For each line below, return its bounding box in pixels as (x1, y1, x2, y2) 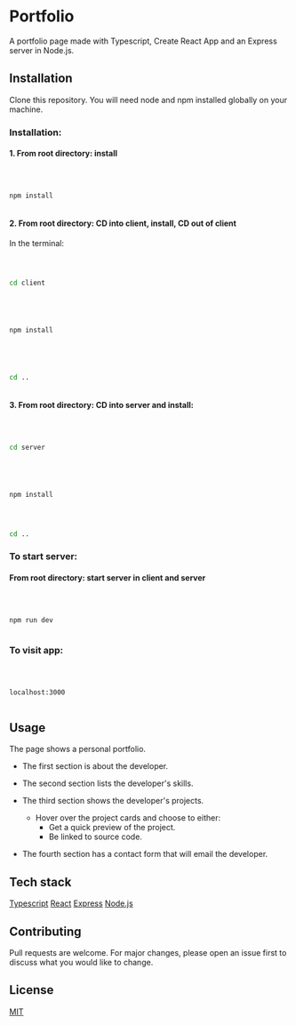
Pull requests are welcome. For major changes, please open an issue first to (9, 948, 287, 958)
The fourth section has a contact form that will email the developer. (21, 849, 268, 860)
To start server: (9, 550, 78, 563)
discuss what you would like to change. (9, 957, 154, 968)
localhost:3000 (9, 687, 66, 697)
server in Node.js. (9, 44, 75, 55)
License (9, 982, 54, 997)
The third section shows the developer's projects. (21, 796, 204, 806)
